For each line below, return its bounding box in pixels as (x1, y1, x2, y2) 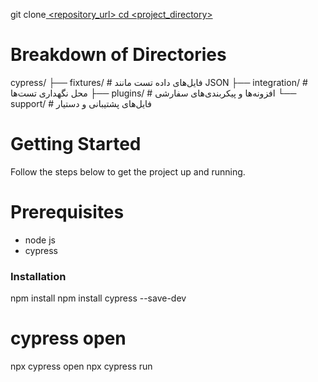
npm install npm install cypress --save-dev (10, 292, 187, 304)
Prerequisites (10, 201, 125, 224)
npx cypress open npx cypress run (10, 360, 153, 373)
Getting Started (10, 133, 142, 156)
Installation (10, 269, 67, 283)
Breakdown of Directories (10, 44, 227, 66)
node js (24, 234, 56, 246)
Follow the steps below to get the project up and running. (10, 165, 246, 178)
